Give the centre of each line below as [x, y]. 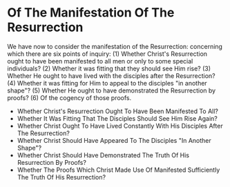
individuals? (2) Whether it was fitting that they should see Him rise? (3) [109, 68]
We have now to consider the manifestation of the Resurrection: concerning [115, 46]
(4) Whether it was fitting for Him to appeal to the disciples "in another [107, 83]
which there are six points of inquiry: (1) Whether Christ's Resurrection [107, 54]
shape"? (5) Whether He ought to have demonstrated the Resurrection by [112, 90]
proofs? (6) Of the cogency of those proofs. [69, 97]
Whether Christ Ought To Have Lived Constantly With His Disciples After [120, 126]
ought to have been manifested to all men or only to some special [100, 61]
